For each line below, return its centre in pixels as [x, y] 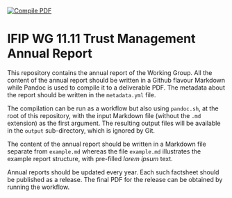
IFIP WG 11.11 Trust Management [101, 39]
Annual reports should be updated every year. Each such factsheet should [113, 172]
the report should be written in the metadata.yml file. [82, 94]
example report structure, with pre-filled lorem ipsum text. [90, 158]
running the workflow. [39, 187]
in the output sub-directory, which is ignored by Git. [81, 130]
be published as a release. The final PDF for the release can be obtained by [115, 179]
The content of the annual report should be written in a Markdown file [107, 144]
